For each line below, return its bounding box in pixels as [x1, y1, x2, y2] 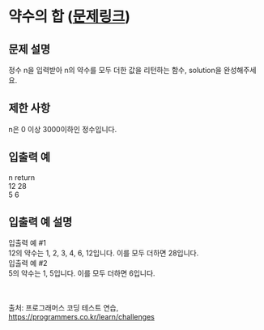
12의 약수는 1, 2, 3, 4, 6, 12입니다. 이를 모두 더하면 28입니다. [8, 248, 199, 258]
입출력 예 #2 [8, 259, 48, 268]
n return [8, 172, 36, 182]
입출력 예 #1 [8, 238, 46, 248]
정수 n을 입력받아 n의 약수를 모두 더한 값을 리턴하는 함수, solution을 [8, 66, 223, 75]
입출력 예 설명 [8, 216, 73, 229]
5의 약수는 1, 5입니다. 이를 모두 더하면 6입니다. [8, 268, 155, 278]
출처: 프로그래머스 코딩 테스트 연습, [8, 303, 119, 313]
